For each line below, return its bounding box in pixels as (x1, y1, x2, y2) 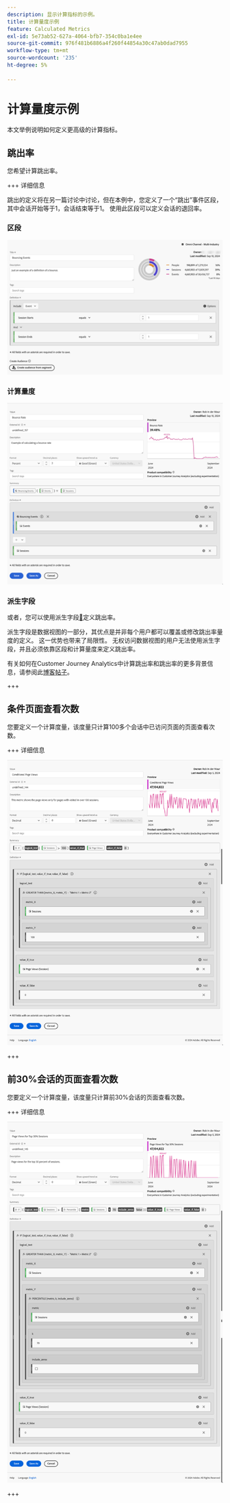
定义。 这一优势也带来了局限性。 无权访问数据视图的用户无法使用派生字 (18, 636, 220, 645)
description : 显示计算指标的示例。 (7, 11, 98, 18)
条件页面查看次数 (7, 703, 79, 715)
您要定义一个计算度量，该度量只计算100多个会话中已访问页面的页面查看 (7, 723, 209, 731)
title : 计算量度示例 (7, 18, 60, 25)
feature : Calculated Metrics (7, 25, 90, 32)
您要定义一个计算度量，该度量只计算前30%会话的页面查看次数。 (7, 1093, 189, 1101)
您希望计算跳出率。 (7, 166, 62, 175)
